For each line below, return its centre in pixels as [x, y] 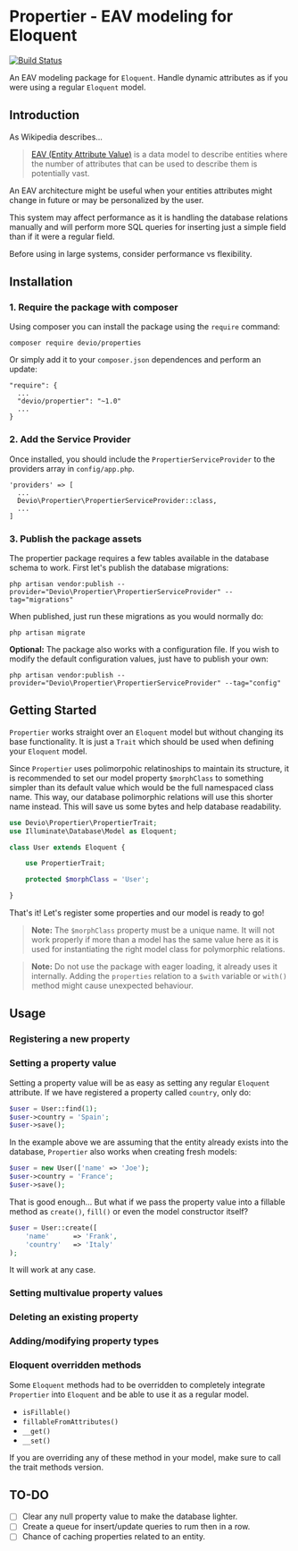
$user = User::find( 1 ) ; [54, 1108]
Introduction [45, 115]
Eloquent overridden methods [75, 1365]
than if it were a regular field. [62, 236]
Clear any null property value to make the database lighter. [130, 1517]
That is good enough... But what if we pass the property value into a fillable [147, 1202]
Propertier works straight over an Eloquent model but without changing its [146, 732]
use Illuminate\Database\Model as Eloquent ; [93, 831]
